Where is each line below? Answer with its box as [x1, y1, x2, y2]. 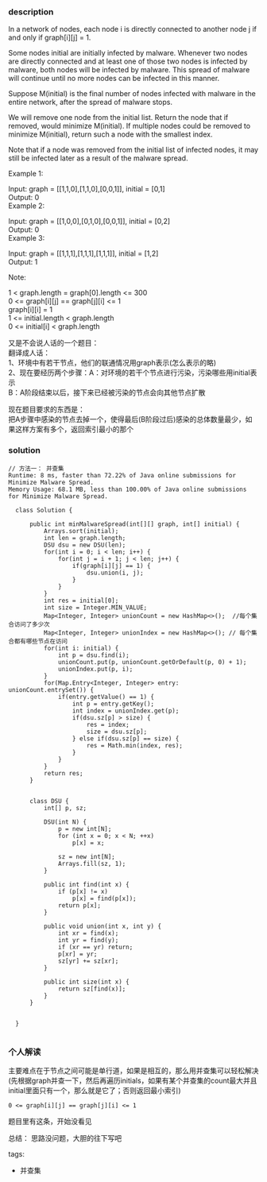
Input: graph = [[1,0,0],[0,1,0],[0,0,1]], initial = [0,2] [8, 217, 171, 226]
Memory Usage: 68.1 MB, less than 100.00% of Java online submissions [8, 485, 247, 493]
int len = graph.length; [43, 534, 126, 542]
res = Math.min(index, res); [86, 741, 183, 749]
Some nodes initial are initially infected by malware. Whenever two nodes [8, 48, 248, 58]
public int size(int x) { [43, 978, 130, 986]
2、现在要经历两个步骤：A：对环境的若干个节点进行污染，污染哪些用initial [8, 368, 250, 377]
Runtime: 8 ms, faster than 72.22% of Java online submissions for [8, 471, 237, 479]
